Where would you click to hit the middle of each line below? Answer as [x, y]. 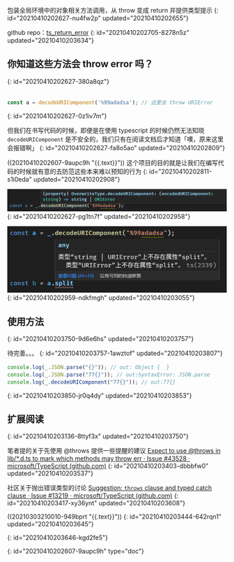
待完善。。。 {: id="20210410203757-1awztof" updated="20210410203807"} [115, 353]
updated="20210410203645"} [50, 524]
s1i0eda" [20, 179]
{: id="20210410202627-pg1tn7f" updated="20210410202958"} [99, 216]
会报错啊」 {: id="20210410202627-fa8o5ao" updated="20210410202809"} [116, 147]
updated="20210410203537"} [50, 473]
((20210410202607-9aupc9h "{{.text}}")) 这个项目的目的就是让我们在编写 [112, 162]
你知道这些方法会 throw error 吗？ [80, 64]
